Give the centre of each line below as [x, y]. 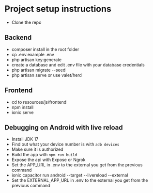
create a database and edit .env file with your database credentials [78, 64]
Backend [18, 38]
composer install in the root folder [45, 49]
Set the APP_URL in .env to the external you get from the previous [77, 165]
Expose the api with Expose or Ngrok [48, 160]
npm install [23, 107]
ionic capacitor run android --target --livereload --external [70, 175]
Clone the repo [26, 22]
